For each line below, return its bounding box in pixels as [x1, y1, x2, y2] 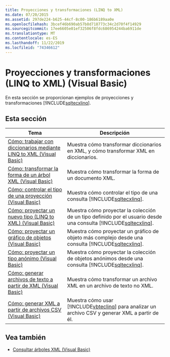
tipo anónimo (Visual [8, 255, 57, 262]
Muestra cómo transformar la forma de [67, 168, 159, 175]
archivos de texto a [8, 276, 53, 283]
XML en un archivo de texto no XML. [67, 282, 153, 289]
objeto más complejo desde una [67, 234, 143, 241]
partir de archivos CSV [8, 306, 62, 313]
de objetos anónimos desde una [67, 255, 143, 262]
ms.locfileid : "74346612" [5, 45, 60, 50]
